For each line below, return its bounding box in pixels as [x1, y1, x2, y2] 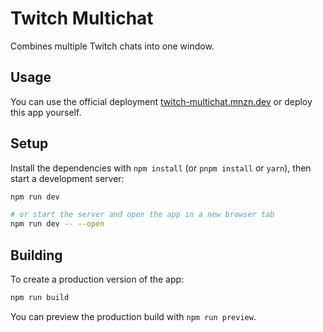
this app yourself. [10, 106, 82, 118]
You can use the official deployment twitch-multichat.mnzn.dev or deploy [10, 95, 313, 107]
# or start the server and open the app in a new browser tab [10, 210, 275, 220]
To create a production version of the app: [10, 273, 185, 285]
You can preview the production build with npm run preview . [10, 310, 257, 322]
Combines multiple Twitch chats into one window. [10, 40, 215, 52]
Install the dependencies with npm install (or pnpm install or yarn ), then [10, 162, 312, 174]
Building [10, 247, 63, 264]
